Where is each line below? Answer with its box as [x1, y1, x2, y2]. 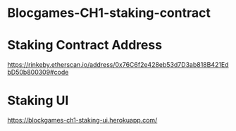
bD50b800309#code [7, 68, 69, 77]
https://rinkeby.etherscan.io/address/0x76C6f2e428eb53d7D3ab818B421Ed [7, 61, 229, 69]
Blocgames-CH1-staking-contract [7, 5, 211, 21]
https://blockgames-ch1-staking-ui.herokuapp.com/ [7, 116, 158, 125]
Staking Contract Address [7, 37, 163, 54]
